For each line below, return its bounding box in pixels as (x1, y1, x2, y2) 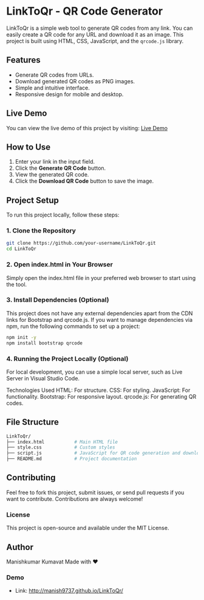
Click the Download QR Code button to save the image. (15, 178, 154, 185)
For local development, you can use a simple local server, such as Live (6, 368, 183, 375)
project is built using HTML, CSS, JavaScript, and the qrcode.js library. (6, 37, 184, 44)
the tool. (6, 281, 27, 288)
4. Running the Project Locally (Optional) (6, 354, 129, 363)
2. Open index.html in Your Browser (6, 260, 114, 269)
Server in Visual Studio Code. (6, 374, 80, 382)
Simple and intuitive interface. (15, 84, 90, 91)
